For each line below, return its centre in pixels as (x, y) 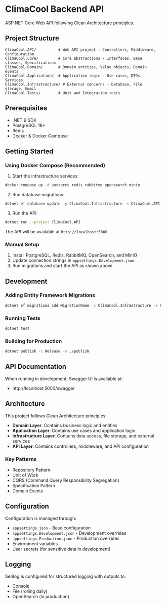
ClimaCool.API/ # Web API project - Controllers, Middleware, (80, 50)
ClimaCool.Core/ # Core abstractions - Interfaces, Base (74, 58)
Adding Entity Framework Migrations (50, 295)
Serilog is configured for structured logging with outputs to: (65, 576)
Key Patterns (21, 459)
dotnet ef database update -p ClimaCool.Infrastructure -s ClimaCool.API (83, 204)
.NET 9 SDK (24, 120)
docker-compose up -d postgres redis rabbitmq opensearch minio (73, 185)
